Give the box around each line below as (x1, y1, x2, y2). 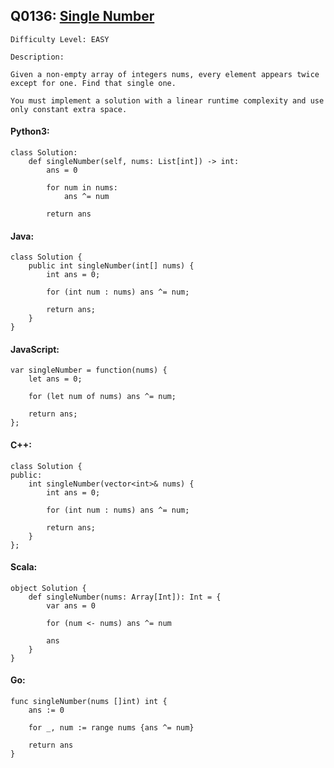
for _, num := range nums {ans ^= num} (28, 723, 195, 733)
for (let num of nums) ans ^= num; (28, 392, 177, 402)
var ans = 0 (46, 600, 97, 611)
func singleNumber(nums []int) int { (10, 697, 168, 707)
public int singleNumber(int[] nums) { (28, 261, 195, 271)
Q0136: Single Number (10, 8, 155, 25)
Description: (10, 52, 65, 62)
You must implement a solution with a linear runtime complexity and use (10, 95, 325, 106)
